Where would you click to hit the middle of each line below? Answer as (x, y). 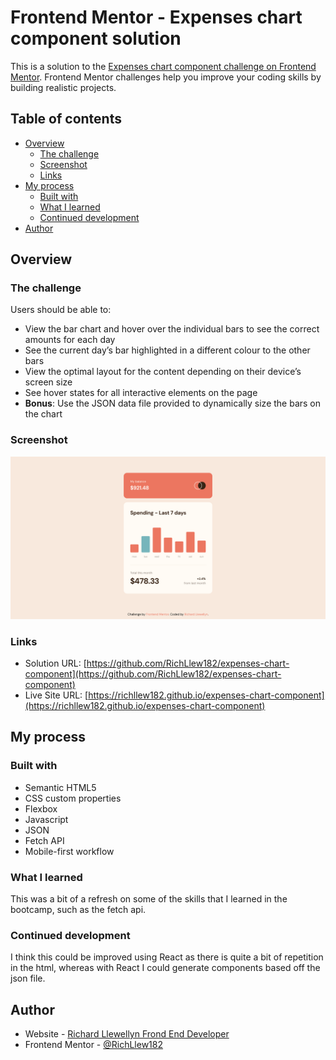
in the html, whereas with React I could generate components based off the (165, 968)
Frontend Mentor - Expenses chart (156, 17)
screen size (48, 382)
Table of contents (66, 119)
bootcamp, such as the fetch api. (78, 909)
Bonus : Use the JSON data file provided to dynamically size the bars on (173, 403)
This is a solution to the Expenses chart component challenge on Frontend (163, 66)
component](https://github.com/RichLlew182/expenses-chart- (153, 673)
